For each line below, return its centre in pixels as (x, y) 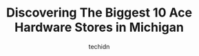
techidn (99, 46)
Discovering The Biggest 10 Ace (99, 13)
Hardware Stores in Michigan (99, 27)
